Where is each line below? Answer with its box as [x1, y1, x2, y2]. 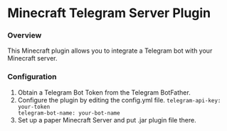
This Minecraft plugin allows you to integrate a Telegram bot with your [7, 46, 213, 55]
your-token [17, 103, 51, 110]
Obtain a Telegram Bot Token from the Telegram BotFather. [17, 88, 191, 97]
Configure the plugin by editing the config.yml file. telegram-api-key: [17, 95, 221, 104]
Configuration [7, 72, 57, 82]
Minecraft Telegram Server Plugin [7, 5, 211, 21]
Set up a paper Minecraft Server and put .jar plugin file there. [17, 115, 197, 124]
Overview [7, 31, 42, 41]
